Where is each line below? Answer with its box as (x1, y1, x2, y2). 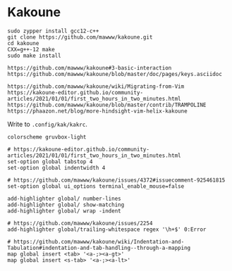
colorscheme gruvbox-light (7, 133, 87, 141)
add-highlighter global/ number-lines (7, 195, 121, 202)
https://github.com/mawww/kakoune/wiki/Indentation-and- (13, 238, 185, 245)
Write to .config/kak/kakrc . (7, 120, 88, 128)
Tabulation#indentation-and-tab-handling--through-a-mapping (7, 244, 191, 251)
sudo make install (7, 52, 61, 59)
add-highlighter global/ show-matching (7, 201, 125, 208)
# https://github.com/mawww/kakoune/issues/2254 (7, 220, 153, 227)
